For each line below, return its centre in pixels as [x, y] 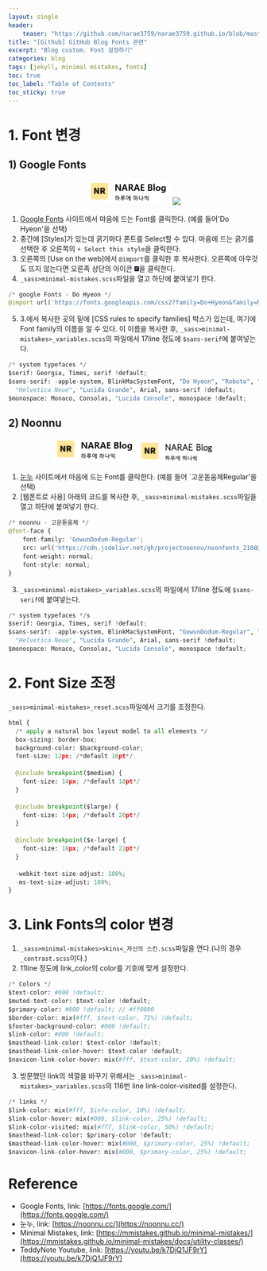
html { [19, 723]
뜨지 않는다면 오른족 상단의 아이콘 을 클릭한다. [102, 268]
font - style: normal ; [56, 564]
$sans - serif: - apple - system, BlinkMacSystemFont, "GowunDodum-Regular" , [131, 632]
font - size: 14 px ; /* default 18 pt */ [81, 781]
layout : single [33, 17]
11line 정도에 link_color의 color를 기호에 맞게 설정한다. [104, 968]
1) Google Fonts [47, 165]
